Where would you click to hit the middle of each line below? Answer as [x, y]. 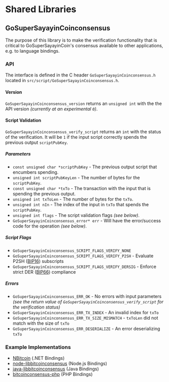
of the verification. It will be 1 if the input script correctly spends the [76, 137]
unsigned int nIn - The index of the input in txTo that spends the [80, 204]
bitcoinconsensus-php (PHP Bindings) [53, 374]
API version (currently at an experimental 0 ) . [52, 109]
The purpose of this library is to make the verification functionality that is [81, 40]
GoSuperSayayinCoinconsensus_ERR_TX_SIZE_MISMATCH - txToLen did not [85, 318]
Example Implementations [38, 347]
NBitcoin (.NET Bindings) [39, 358]
